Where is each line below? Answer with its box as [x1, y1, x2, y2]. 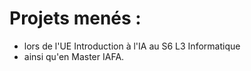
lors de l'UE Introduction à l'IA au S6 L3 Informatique [23, 40, 241, 52]
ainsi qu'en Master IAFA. [23, 50, 125, 62]
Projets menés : [9, 7, 142, 30]
